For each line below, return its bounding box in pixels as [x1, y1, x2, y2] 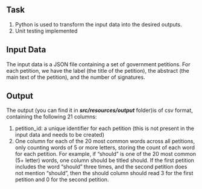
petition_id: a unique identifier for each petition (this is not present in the [14, 125, 195, 132]
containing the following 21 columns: [6, 113, 97, 120]
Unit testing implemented [14, 27, 78, 34]
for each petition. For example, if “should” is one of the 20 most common [14, 150, 197, 158]
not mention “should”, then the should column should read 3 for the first [14, 170, 194, 177]
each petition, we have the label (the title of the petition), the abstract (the [6, 67, 190, 74]
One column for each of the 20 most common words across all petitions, [14, 138, 195, 145]
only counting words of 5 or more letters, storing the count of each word [14, 144, 195, 151]
